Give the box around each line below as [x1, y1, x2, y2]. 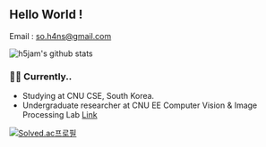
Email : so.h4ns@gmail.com [9, 30, 112, 41]
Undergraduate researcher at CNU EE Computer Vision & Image [21, 100, 258, 110]
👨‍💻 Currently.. [9, 70, 73, 83]
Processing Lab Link [21, 110, 98, 120]
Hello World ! [9, 7, 83, 22]
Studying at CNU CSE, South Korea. [21, 91, 155, 102]
